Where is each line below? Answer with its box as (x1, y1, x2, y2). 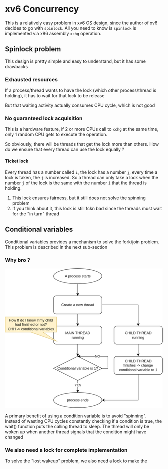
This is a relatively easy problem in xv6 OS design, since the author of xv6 (5, 20, 158, 26)
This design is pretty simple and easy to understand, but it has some (5, 58, 146, 64)
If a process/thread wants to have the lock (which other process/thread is (5, 87, 156, 93)
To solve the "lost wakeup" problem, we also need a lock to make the (5, 458, 147, 464)
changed (5, 434, 23, 440)
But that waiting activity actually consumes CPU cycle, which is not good (5, 102, 155, 108)
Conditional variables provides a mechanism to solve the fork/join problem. (5, 239, 159, 245)
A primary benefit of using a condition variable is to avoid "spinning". (5, 413, 147, 419)
